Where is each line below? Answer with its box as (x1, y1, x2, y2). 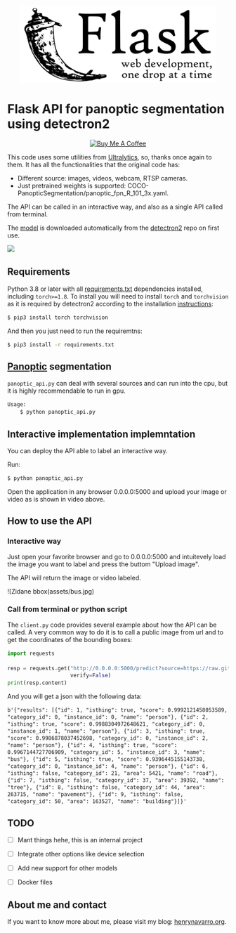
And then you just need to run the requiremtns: (7, 327, 143, 335)
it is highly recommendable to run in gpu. (7, 386, 126, 395)
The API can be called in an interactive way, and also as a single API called (7, 202, 223, 211)
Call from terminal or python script (7, 604, 128, 614)
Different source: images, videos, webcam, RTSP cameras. (17, 174, 188, 183)
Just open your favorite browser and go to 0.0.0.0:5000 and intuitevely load (7, 552, 226, 561)
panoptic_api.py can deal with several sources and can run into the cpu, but (7, 379, 228, 388)
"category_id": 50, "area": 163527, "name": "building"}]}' (7, 798, 188, 805)
